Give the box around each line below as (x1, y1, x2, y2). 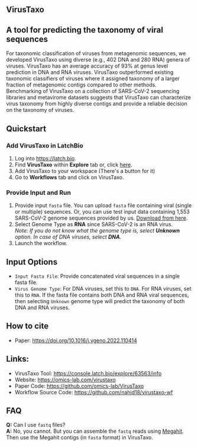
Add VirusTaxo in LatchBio (6, 142, 84, 150)
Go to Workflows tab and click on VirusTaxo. (14, 173, 124, 181)
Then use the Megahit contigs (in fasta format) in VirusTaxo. (6, 434, 154, 441)
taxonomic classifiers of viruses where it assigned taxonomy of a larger (6, 75, 180, 82)
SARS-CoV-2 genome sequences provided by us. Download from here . (14, 214, 188, 221)
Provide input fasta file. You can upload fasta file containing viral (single (14, 202, 192, 209)
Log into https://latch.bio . (14, 155, 77, 162)
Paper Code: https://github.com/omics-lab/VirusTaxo (14, 382, 144, 390)
